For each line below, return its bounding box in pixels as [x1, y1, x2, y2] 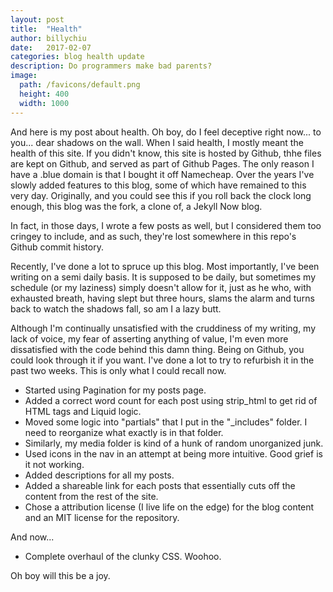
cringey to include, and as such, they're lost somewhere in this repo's [10, 230, 297, 242]
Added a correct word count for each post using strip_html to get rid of [24, 394, 318, 406]
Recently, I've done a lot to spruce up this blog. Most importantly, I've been [10, 260, 320, 272]
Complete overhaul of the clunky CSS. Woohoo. [24, 550, 222, 562]
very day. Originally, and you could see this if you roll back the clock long [10, 189, 312, 201]
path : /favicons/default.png [19, 80, 141, 90]
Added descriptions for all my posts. [24, 469, 175, 481]
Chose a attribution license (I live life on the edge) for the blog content [24, 501, 315, 513]
